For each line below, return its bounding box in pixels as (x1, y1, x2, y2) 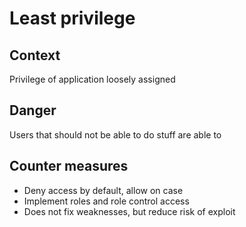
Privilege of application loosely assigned (9, 73, 176, 85)
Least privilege (9, 7, 136, 30)
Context (9, 47, 61, 64)
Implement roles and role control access (23, 195, 190, 207)
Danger (9, 102, 57, 119)
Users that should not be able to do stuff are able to (9, 128, 222, 141)
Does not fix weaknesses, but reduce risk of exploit (23, 205, 236, 217)
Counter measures (9, 158, 129, 175)
